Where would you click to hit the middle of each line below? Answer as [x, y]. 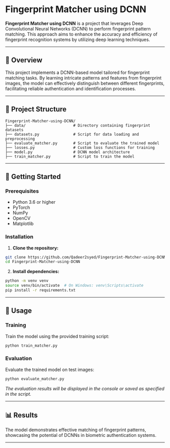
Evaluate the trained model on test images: [50, 369]
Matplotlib [23, 223]
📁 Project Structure [36, 109]
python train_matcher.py [31, 346]
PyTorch [21, 208]
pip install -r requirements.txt [40, 290]
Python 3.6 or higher [34, 202]
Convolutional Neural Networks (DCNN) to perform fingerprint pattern [78, 28]
